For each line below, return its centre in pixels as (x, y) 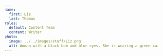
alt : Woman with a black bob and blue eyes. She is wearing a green (80, 46)
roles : (11, 23)
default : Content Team (32, 28)
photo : (11, 37)
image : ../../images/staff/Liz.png (45, 41)
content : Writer (25, 32)
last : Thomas (22, 19)
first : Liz (20, 14)
